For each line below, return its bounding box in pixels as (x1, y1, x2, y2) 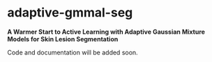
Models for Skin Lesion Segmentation (7, 34, 119, 43)
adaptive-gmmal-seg (7, 5, 133, 21)
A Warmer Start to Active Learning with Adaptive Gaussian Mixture (7, 28, 206, 36)
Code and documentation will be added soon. (7, 48, 138, 56)
